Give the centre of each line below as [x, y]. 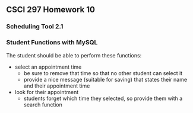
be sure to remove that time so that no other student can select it [103, 73]
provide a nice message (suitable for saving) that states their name [105, 79]
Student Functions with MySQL [52, 43]
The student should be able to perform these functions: [74, 55]
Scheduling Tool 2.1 [35, 27]
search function [43, 104]
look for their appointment [47, 92]
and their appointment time [57, 86]
